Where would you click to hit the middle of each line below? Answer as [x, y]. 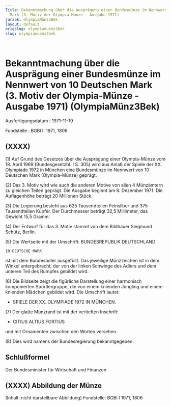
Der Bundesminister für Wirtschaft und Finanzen [56, 369]
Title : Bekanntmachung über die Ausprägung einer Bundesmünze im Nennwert [86, 10]
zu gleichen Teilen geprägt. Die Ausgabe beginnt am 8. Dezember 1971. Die [84, 190]
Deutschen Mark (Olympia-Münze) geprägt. [51, 175]
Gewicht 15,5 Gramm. [27, 216]
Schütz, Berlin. [21, 232]
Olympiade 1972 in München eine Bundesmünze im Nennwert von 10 [77, 170]
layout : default [22, 24]
